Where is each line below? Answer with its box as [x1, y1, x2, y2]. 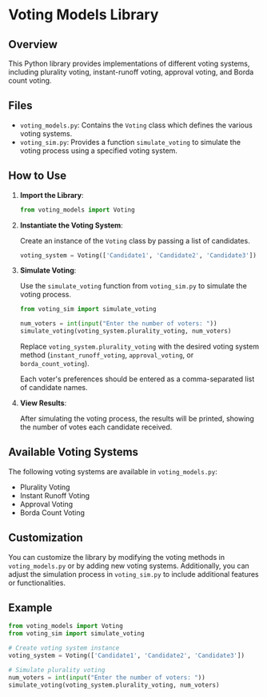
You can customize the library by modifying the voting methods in [8, 552, 225, 562]
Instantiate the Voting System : [19, 220, 124, 230]
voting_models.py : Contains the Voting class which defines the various [19, 120, 253, 130]
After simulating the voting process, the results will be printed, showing [19, 414, 254, 423]
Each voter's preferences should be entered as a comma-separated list [19, 374, 255, 384]
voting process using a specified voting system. [19, 146, 178, 155]
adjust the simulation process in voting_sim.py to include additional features [8, 569, 260, 578]
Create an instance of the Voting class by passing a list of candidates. [19, 236, 250, 245]
